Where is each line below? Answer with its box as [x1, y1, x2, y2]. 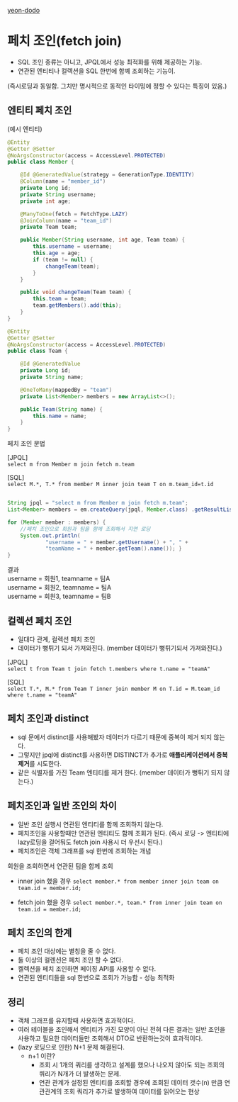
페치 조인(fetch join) [7, 33, 123, 49]
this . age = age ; [33, 249, 81, 257]
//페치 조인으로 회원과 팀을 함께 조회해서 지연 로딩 [20, 525, 151, 532]
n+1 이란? [28, 1052, 55, 1060]
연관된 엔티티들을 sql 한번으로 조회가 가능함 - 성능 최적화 [17, 974, 175, 982]
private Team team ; [20, 223, 78, 231]
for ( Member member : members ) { [7, 519, 106, 526]
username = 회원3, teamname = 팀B [7, 592, 111, 601]
